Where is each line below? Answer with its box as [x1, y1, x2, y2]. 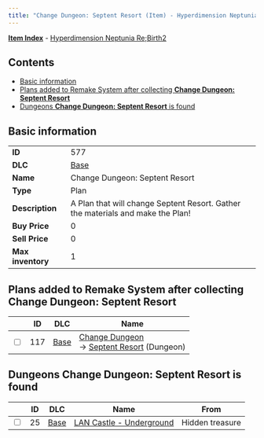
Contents [8, 56, 55, 69]
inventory [12, 256, 49, 267]
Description [12, 203, 57, 214]
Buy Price [12, 221, 49, 232]
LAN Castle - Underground [73, 417, 174, 428]
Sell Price [12, 234, 49, 245]
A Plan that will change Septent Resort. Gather [70, 198, 241, 209]
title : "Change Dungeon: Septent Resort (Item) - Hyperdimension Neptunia [8, 11, 258, 20]
